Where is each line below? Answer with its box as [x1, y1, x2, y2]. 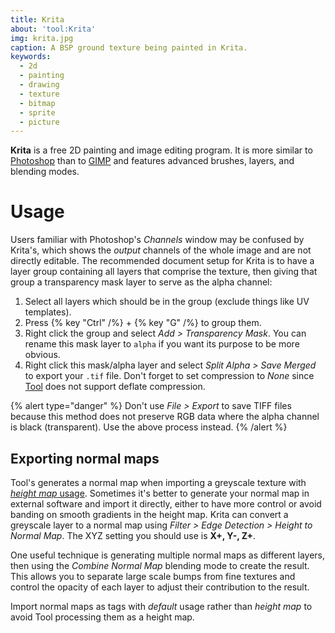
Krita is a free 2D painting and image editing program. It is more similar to [10, 144, 313, 156]
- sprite [19, 107, 56, 118]
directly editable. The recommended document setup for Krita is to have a [10, 255, 315, 267]
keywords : [10, 52, 52, 62]
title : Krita [10, 14, 65, 25]
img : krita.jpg [10, 33, 74, 43]
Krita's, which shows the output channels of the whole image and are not [10, 244, 312, 256]
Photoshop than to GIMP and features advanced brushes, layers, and [10, 155, 295, 167]
